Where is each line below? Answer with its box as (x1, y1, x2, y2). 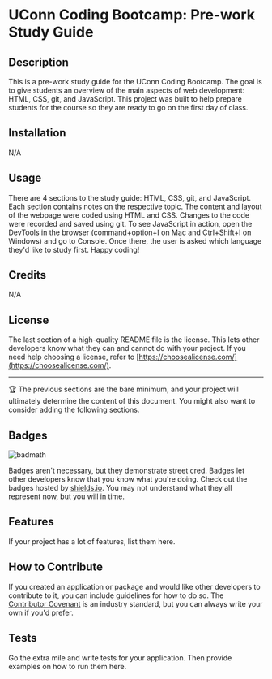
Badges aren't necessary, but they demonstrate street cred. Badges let (8, 465, 245, 476)
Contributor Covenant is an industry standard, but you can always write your (8, 599, 263, 608)
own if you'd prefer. (8, 608, 74, 617)
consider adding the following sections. (8, 404, 140, 415)
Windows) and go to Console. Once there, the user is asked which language (8, 236, 262, 245)
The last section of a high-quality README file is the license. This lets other (8, 335, 260, 344)
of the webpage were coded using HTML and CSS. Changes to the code (8, 210, 249, 220)
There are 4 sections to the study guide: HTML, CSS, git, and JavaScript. (8, 192, 252, 202)
